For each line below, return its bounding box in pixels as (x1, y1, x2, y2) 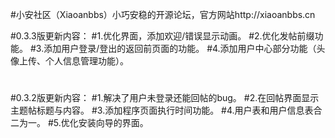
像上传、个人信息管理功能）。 (10, 55, 129, 67)
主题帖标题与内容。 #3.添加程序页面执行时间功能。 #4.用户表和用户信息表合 (10, 104, 323, 117)
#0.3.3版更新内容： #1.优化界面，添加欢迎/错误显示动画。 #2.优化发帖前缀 (10, 30, 315, 42)
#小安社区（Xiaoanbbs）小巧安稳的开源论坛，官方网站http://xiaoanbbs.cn (10, 9, 316, 20)
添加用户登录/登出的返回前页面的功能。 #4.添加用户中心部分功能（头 (43, 43, 326, 54)
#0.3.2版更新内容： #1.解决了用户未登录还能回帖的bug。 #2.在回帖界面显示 (10, 92, 320, 104)
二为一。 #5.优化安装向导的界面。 (10, 117, 149, 129)
